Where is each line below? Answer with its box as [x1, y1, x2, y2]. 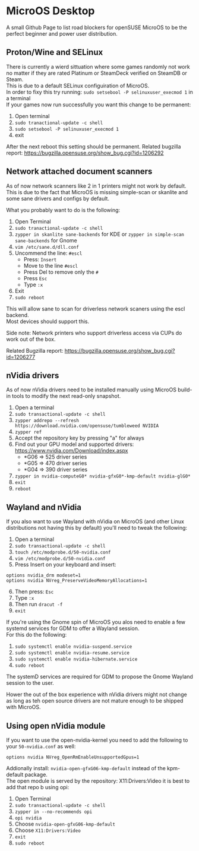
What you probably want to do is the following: [6, 206, 121, 213]
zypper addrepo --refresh [14, 417, 79, 424]
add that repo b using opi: [6, 784, 70, 790]
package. [24, 771, 48, 778]
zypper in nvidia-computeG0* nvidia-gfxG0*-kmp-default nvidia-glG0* [14, 473, 191, 479]
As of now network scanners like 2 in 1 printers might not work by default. [6, 182, 187, 189]
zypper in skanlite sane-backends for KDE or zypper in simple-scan [14, 230, 185, 238]
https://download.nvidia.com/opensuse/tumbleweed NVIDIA [14, 423, 159, 429]
